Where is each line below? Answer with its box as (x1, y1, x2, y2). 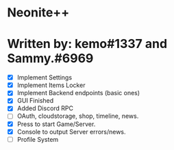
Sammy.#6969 (7, 51, 94, 66)
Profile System (16, 135, 59, 143)
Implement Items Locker (16, 81, 86, 90)
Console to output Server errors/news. (16, 127, 126, 136)
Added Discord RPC (16, 104, 74, 112)
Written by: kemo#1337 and (7, 36, 168, 52)
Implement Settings (16, 73, 73, 82)
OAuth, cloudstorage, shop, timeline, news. (16, 112, 139, 121)
